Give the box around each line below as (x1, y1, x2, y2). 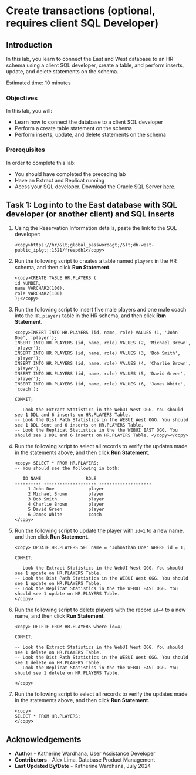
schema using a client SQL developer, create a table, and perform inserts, (6, 62, 184, 69)
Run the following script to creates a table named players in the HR (14, 258, 177, 265)
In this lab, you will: (6, 107, 53, 114)
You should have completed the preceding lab (14, 170, 126, 177)
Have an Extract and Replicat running (14, 177, 104, 184)
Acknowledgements (6, 735, 82, 744)
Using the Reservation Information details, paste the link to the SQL (14, 225, 177, 232)
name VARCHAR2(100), (14, 286, 65, 292)
